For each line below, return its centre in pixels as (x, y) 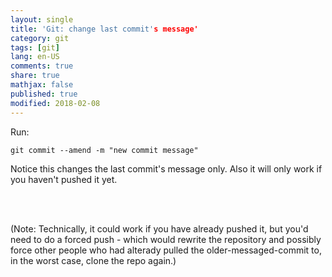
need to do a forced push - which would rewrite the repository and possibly (166, 239)
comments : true (42, 66)
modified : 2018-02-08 (55, 103)
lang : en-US (35, 57)
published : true (44, 94)
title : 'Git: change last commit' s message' (104, 29)
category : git (40, 38)
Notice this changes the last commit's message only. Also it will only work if (166, 168)
